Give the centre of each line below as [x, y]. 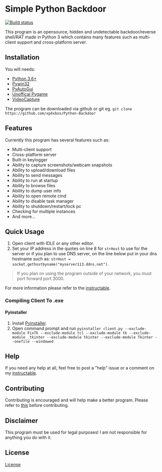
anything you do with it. [28, 437]
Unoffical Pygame [30, 94]
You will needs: [20, 69]
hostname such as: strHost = [41, 259]
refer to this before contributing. [37, 405]
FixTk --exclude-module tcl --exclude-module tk [77, 333]
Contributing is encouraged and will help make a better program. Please [77, 400]
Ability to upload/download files [44, 170]
